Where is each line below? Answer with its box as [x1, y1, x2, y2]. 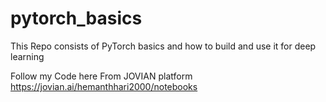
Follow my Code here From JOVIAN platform [10, 70, 193, 82]
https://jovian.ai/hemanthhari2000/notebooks [10, 80, 198, 92]
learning [10, 50, 45, 62]
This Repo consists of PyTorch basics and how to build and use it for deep [10, 40, 317, 52]
